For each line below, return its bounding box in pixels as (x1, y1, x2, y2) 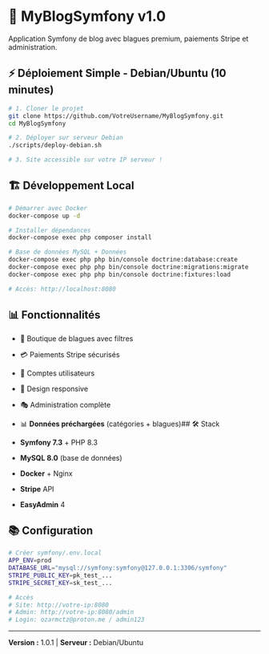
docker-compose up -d (8, 212, 81, 220)
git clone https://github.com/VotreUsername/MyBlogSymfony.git (8, 112, 224, 120)
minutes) (8, 83, 54, 97)
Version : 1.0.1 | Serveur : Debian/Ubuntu (8, 638, 144, 648)
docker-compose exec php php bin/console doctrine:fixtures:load (8, 270, 231, 278)
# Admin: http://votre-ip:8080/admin (8, 608, 134, 616)
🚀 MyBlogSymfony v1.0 (8, 7, 167, 26)
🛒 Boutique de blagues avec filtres (19, 333, 134, 343)
